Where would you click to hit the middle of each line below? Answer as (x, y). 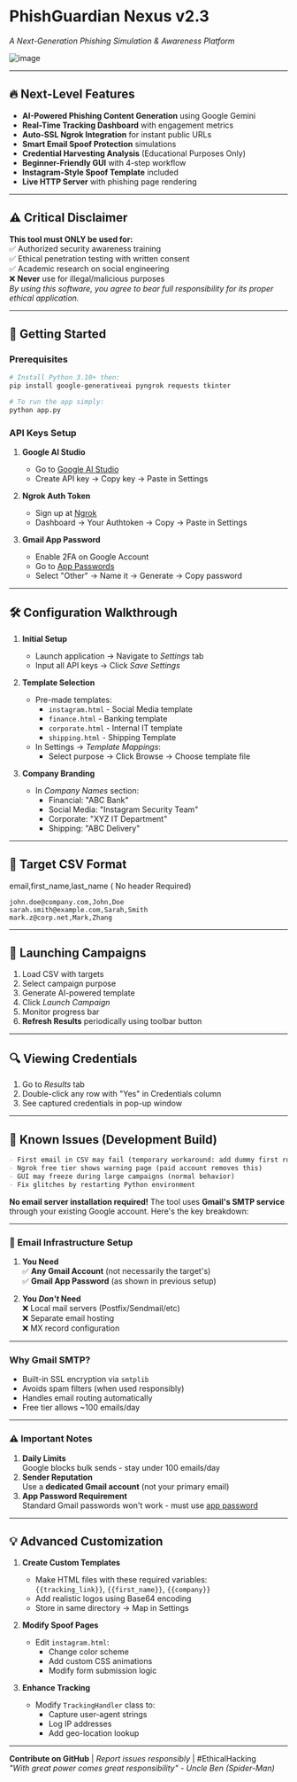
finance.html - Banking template (108, 718)
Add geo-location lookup (94, 1733)
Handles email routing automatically (87, 1398)
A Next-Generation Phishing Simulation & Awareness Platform (122, 41)
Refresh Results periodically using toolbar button (112, 1021)
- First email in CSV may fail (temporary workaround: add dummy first (144, 1160)
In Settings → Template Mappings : (98, 746)
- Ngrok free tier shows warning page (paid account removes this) (136, 1168)
